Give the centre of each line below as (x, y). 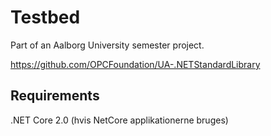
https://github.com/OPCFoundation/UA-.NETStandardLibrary (135, 64)
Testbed (45, 17)
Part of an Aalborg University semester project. (107, 45)
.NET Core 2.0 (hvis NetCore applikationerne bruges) (119, 120)
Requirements (55, 96)
